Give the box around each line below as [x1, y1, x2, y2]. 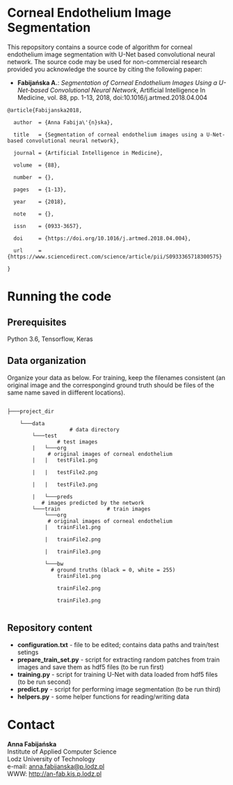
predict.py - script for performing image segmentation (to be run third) [17, 685, 221, 693]
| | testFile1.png [32, 457, 98, 464]
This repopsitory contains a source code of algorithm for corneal [7, 43, 193, 51]
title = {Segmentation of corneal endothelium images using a [13, 131, 204, 138]
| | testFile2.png [32, 468, 98, 475]
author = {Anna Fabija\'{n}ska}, [13, 119, 113, 126]
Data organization [7, 355, 87, 367]
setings [17, 648, 39, 656]
